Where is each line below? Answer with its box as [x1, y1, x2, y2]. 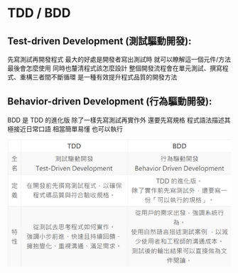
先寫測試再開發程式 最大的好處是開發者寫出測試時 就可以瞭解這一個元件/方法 [7, 55, 231, 63]
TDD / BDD [7, 5, 71, 21]
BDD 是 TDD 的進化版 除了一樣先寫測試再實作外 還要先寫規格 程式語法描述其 [7, 116, 231, 124]
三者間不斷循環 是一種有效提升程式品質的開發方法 [31, 73, 178, 81]
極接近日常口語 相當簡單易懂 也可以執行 [7, 124, 123, 133]
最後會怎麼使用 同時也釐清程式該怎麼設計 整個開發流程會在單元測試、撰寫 [7, 64, 222, 72]
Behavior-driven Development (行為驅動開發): [7, 96, 212, 108]
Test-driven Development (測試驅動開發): [7, 35, 192, 47]
